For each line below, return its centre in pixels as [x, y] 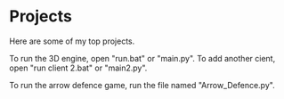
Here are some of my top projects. [72, 41]
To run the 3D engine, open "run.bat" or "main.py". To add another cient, [142, 58]
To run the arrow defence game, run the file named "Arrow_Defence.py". [142, 85]
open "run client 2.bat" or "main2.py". [78, 68]
